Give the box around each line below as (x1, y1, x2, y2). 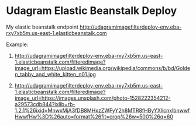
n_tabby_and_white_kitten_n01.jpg (14, 71, 97, 78)
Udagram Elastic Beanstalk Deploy (6, 4, 177, 17)
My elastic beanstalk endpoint (6, 23, 79, 30)
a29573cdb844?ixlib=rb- (14, 100, 75, 107)
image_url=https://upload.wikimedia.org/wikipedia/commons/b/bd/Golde (14, 64, 191, 71)
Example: (6, 41, 29, 48)
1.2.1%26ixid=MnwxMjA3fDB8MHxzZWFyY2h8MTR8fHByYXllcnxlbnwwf (14, 107, 190, 114)
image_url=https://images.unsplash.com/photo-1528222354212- (14, 94, 171, 101)
